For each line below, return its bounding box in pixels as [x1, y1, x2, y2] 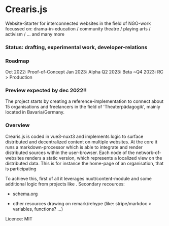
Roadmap [5, 57, 29, 64]
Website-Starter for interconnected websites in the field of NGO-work [5, 20, 151, 26]
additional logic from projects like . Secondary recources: [5, 181, 125, 187]
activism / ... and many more [5, 31, 65, 37]
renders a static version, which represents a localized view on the [25, 155, 162, 161]
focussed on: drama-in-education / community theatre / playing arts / [5, 25, 151, 31]
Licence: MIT [5, 215, 33, 221]
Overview [5, 122, 30, 129]
